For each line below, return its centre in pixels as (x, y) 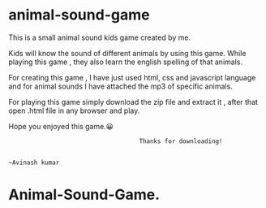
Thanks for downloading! (181, 141)
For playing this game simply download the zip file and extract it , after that (133, 102)
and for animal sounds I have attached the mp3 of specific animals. (120, 86)
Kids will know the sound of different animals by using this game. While (127, 53)
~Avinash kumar (34, 162)
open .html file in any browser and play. (74, 110)
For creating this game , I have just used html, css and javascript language (132, 77)
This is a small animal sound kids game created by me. (100, 37)
